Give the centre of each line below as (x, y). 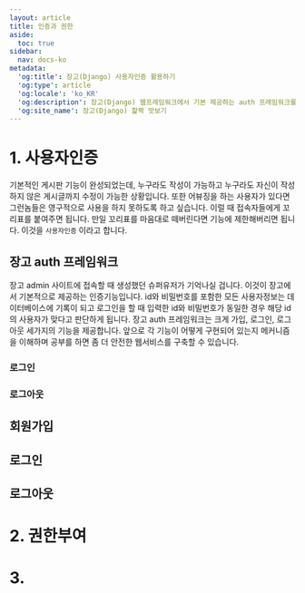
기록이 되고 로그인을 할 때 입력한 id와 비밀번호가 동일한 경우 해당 (169, 308)
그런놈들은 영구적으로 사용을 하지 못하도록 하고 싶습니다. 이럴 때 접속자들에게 (145, 208)
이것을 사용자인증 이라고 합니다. (74, 230)
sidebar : (26, 52)
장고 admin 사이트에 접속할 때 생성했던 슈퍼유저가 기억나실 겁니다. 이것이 (138, 285)
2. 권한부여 (48, 536)
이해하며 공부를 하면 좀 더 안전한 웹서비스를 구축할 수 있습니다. (129, 342)
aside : (22, 34)
